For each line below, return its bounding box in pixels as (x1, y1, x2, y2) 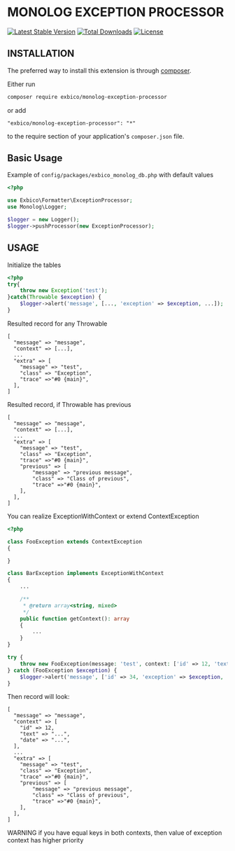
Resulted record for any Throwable (7, 319, 108, 328)
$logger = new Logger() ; (7, 216, 80, 223)
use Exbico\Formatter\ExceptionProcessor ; (7, 197, 133, 204)
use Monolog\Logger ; (7, 204, 68, 211)
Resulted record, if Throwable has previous (7, 400, 131, 408)
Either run (7, 80, 36, 88)
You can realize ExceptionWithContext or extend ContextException (7, 512, 199, 520)
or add (7, 106, 27, 114)
